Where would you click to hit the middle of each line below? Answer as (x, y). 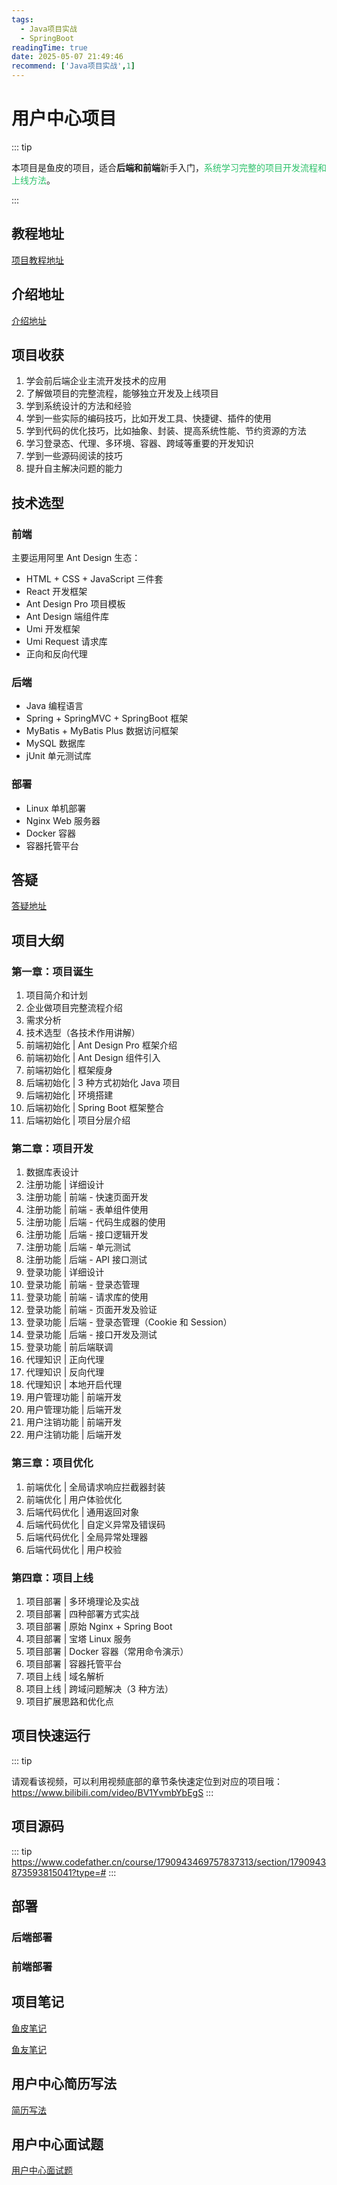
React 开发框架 (56, 592)
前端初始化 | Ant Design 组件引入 (93, 1058)
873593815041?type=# (59, 1872)
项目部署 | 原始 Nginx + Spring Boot (99, 1627)
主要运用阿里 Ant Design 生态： (76, 558)
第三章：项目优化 (52, 1463)
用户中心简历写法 (64, 2084)
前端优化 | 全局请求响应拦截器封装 (95, 1487)
